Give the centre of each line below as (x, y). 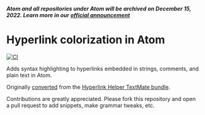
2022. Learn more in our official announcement (68, 15)
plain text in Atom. (29, 75)
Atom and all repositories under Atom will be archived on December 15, (99, 9)
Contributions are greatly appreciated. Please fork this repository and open (101, 98)
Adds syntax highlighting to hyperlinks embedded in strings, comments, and (103, 69)
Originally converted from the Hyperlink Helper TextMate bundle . (88, 87)
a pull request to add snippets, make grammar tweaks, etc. (81, 105)
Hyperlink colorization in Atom (86, 39)
